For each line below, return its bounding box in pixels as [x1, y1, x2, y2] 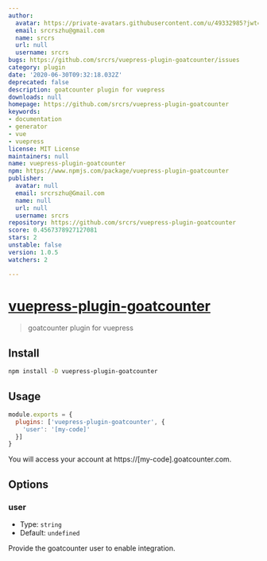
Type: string [19, 520, 62, 529]
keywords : [8, 108, 41, 116]
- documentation [8, 115, 62, 123]
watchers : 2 [8, 255, 48, 263]
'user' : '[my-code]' [22, 425, 91, 434]
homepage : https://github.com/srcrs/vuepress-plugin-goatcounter [8, 100, 229, 108]
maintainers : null [8, 152, 69, 160]
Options [8, 477, 49, 491]
